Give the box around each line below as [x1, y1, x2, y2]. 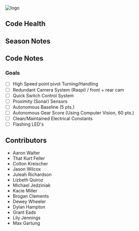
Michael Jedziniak [12, 182, 51, 188]
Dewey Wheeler [12, 198, 46, 205]
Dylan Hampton [12, 204, 46, 210]
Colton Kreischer [12, 160, 48, 166]
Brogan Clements [12, 193, 49, 199]
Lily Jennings [12, 214, 41, 221]
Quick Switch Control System [12, 92, 74, 99]
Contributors [5, 136, 47, 145]
